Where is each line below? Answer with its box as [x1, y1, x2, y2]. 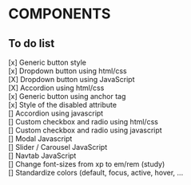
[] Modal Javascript [8, 134, 73, 144]
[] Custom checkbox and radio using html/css [8, 117, 158, 126]
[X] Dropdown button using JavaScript [8, 75, 135, 84]
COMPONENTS [8, 5, 111, 23]
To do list [8, 37, 55, 50]
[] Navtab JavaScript [8, 151, 77, 160]
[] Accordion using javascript [8, 108, 104, 118]
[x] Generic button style [8, 57, 86, 67]
